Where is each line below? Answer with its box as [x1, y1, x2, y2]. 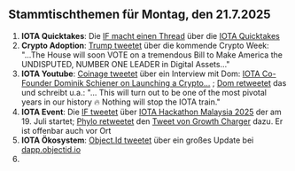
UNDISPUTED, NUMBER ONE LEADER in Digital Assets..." [20, 58, 230, 69]
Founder [20, 77, 52, 88]
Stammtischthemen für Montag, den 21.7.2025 [8, 7, 271, 22]
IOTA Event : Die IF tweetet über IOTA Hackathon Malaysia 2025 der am [20, 106, 282, 117]
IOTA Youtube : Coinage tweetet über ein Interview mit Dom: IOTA [20, 68, 260, 79]
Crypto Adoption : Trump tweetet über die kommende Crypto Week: [20, 40, 269, 51]
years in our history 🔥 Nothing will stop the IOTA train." [20, 97, 221, 107]
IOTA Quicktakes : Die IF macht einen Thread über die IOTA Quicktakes [20, 30, 280, 41]
